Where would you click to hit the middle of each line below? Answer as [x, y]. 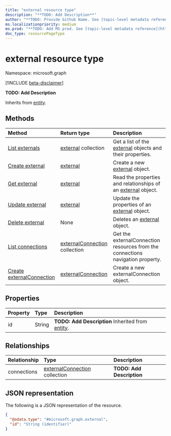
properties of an [132, 204]
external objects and [137, 148]
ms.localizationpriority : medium [41, 24]
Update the [126, 198]
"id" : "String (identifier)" [41, 424]
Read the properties [136, 177]
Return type [75, 133]
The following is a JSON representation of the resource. [64, 405]
